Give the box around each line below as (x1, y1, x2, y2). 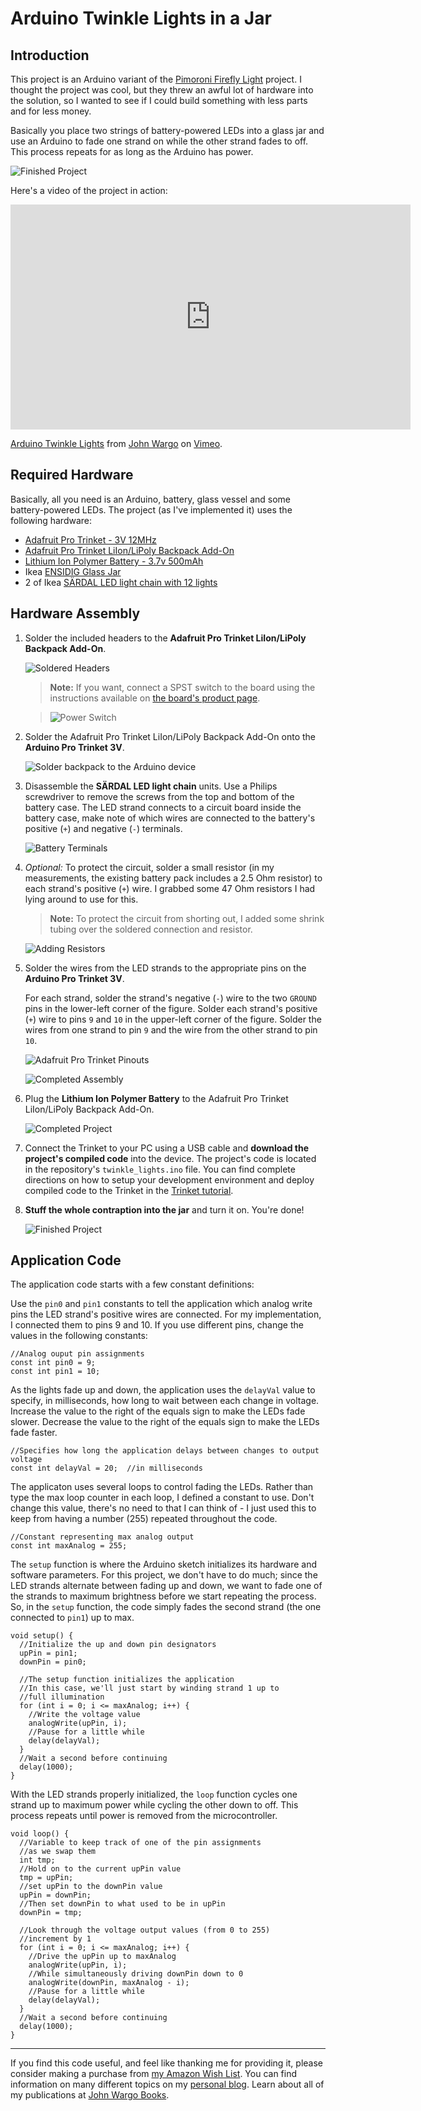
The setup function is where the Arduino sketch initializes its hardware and (10, 1558, 318, 1571)
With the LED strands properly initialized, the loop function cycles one (10, 1788, 298, 1801)
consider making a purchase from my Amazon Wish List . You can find (10, 2068, 298, 2080)
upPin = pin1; (19, 1648, 78, 1659)
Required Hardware (10, 467, 134, 484)
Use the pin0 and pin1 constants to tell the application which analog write (10, 1298, 313, 1310)
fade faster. (10, 1427, 58, 1439)
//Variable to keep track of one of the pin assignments (19, 1838, 262, 1848)
